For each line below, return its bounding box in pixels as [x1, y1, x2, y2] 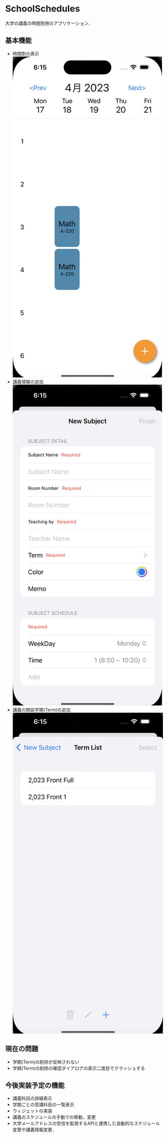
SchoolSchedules [5, 3, 80, 15]
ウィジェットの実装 [12, 1108, 53, 1114]
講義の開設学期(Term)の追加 [12, 706, 71, 712]
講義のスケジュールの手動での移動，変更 [12, 1114, 96, 1120]
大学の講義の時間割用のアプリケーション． [5, 20, 93, 26]
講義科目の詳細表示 [12, 1095, 53, 1101]
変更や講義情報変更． [12, 1126, 57, 1133]
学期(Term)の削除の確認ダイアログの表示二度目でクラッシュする [12, 1065, 145, 1071]
